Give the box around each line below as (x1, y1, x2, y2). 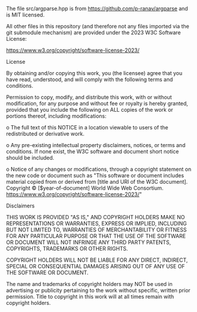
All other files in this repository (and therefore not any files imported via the (6, 23, 189, 30)
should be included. (6, 154, 54, 161)
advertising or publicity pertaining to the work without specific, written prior (6, 287, 190, 294)
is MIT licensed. (6, 11, 45, 18)
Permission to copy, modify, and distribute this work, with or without (6, 94, 172, 100)
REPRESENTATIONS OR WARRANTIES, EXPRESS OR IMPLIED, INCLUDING (6, 220, 188, 227)
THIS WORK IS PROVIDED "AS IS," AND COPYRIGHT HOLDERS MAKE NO (6, 214, 185, 220)
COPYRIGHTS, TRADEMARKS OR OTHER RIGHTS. (6, 245, 128, 252)
